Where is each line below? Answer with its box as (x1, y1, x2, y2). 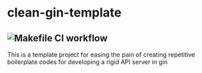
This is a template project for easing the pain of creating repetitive (7, 50, 196, 59)
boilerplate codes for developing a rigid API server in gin (7, 58, 168, 66)
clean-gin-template (7, 5, 122, 21)
